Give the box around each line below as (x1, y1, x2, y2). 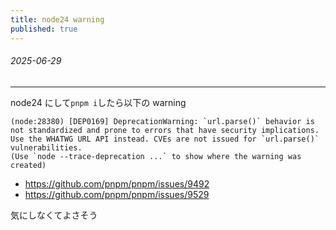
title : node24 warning (10, 14, 105, 25)
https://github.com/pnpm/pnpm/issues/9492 (24, 177, 210, 190)
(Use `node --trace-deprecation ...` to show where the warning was (10, 151, 302, 161)
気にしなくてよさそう (10, 209, 98, 221)
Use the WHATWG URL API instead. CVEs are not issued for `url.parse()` (10, 134, 320, 144)
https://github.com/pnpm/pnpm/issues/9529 (24, 188, 210, 200)
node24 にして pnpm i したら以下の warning (10, 96, 187, 108)
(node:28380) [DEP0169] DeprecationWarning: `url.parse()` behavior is (10, 116, 315, 126)
